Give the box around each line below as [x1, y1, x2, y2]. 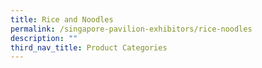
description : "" [10, 33, 78, 43]
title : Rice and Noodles [10, 14, 114, 25]
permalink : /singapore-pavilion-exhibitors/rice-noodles [10, 24, 253, 34]
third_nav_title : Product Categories [10, 42, 168, 53]
